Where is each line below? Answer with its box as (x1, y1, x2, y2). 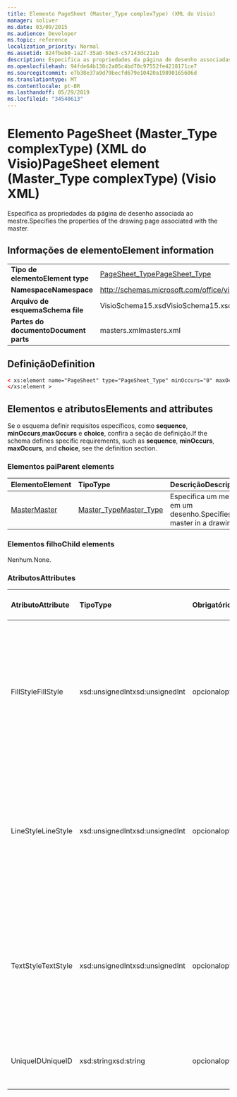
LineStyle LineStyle (11, 826, 73, 836)
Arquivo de (11, 296, 49, 306)
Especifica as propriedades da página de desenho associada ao (7, 209, 194, 217)
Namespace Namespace (11, 285, 94, 295)
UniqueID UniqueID (11, 1056, 73, 1066)
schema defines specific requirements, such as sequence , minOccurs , (7, 436, 215, 445)
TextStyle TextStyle (11, 961, 73, 971)
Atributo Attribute (11, 600, 70, 610)
